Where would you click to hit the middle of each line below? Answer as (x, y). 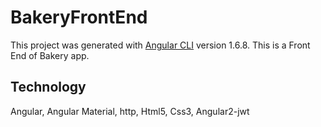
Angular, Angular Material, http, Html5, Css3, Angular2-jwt (130, 111)
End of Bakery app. (50, 55)
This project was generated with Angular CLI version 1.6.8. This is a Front (160, 45)
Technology (48, 87)
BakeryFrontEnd (79, 17)
